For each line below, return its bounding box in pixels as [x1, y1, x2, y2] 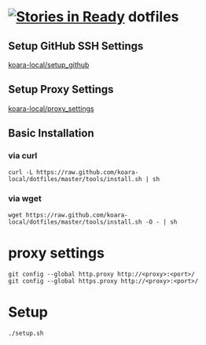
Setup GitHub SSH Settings [8, 39, 144, 53]
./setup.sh [8, 329, 44, 337]
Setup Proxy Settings [8, 83, 114, 96]
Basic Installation [8, 127, 94, 140]
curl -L [8, 168, 34, 176]
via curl [8, 150, 38, 161]
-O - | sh [145, 217, 178, 226]
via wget [8, 193, 42, 204]
